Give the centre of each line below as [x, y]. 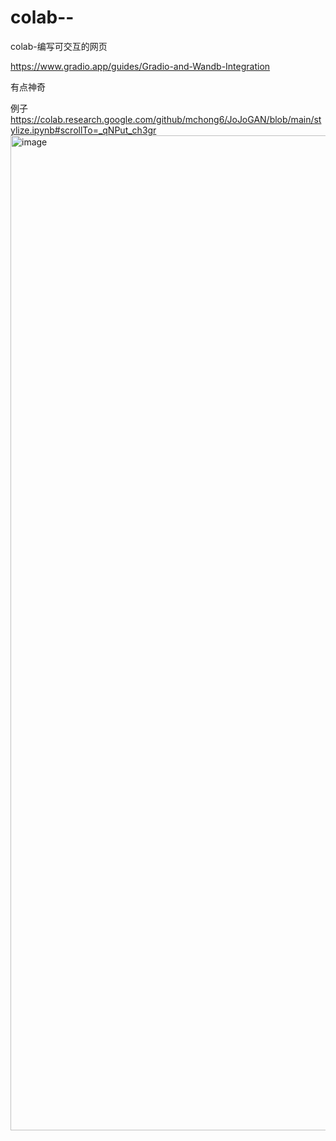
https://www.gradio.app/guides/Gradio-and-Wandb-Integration [140, 66]
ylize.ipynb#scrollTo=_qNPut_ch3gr [83, 130]
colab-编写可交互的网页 [59, 46]
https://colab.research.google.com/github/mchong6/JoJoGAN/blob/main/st [166, 119]
